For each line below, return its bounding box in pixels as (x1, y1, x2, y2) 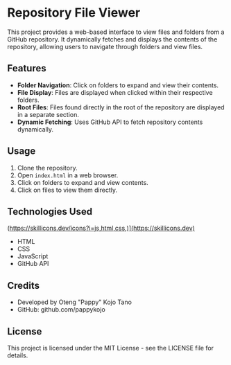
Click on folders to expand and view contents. (17, 178, 149, 186)
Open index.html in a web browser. (17, 171, 119, 179)
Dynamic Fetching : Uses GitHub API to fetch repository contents (17, 118, 203, 126)
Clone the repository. (17, 163, 78, 172)
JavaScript (17, 252, 49, 260)
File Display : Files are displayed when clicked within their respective (17, 88, 213, 96)
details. (7, 351, 28, 359)
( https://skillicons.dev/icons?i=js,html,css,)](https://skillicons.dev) (7, 224, 196, 233)
